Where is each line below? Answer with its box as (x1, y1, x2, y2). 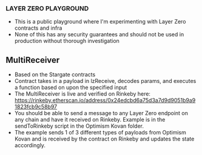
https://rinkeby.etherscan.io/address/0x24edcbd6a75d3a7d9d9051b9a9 (14, 97, 196, 104)
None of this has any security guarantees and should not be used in (14, 31, 184, 38)
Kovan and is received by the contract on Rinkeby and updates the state (14, 135, 195, 143)
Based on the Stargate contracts (14, 71, 96, 78)
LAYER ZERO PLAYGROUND (5, 4, 89, 13)
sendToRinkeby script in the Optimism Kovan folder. (14, 122, 144, 130)
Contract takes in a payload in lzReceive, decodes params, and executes (14, 77, 197, 85)
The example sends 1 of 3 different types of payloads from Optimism (14, 129, 186, 136)
